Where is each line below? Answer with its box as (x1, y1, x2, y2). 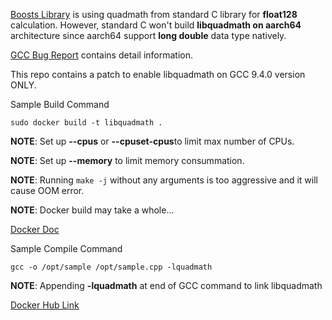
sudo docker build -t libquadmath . (10, 118, 163, 128)
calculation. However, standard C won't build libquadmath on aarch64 (10, 19, 302, 31)
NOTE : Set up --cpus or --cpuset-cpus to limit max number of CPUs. (10, 135, 295, 147)
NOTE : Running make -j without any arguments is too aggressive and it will (10, 174, 318, 186)
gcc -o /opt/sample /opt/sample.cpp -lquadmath (10, 262, 213, 272)
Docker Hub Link (10, 299, 80, 311)
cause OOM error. (10, 185, 85, 196)
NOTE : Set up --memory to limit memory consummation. (10, 155, 245, 166)
